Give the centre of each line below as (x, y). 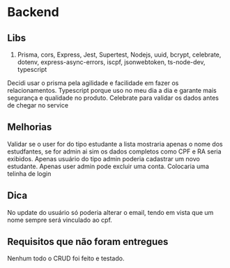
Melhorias (30, 127)
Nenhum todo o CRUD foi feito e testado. (66, 258)
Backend (33, 12)
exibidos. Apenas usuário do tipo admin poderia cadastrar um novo (103, 158)
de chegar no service (38, 105)
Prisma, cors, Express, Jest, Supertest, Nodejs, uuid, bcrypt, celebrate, (119, 54)
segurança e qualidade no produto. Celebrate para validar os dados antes (113, 98)
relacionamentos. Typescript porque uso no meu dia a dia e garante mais (112, 90)
